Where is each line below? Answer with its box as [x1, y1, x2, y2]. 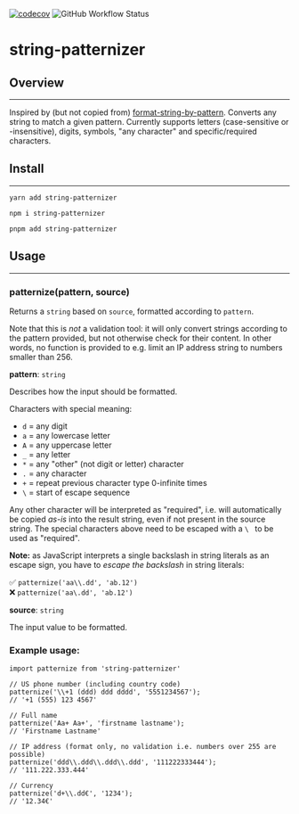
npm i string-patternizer [9, 209, 105, 218]
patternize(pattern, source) [9, 285, 131, 298]
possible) [9, 750, 46, 760]
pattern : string [9, 368, 66, 379]
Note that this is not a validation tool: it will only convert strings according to [9, 323, 287, 333]
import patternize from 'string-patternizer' [9, 664, 181, 673]
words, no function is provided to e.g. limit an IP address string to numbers [9, 341, 283, 352]
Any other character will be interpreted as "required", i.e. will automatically [9, 504, 282, 514]
